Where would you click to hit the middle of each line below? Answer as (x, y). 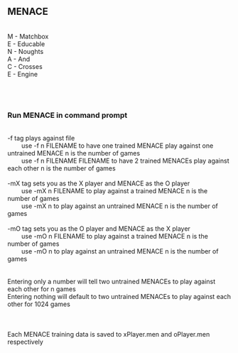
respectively (26, 342)
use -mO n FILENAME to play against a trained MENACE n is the (114, 237)
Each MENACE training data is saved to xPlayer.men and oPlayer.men (109, 335)
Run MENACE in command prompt (67, 115)
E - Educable (26, 44)
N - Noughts (26, 51)
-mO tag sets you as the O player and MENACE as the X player (99, 229)
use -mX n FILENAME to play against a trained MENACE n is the (114, 191)
